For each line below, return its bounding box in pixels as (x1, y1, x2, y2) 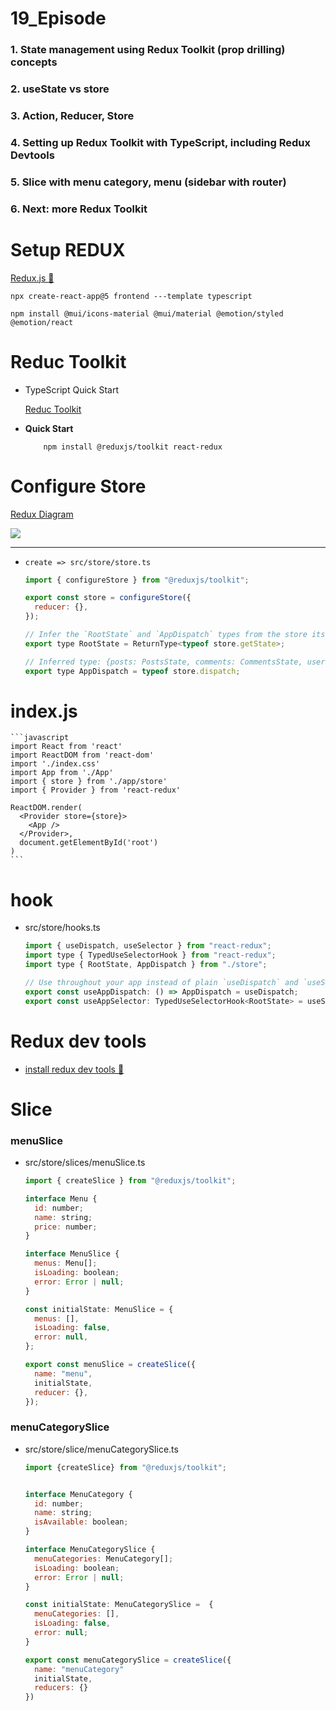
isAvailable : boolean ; (34, 1517, 129, 1527)
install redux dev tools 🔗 (24, 1063, 125, 1075)
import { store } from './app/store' (10, 777, 168, 787)
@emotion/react (10, 317, 74, 327)
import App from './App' (10, 768, 114, 778)
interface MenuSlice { (24, 1249, 120, 1259)
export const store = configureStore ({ (24, 593, 192, 603)
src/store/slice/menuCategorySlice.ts (24, 1443, 179, 1455)
